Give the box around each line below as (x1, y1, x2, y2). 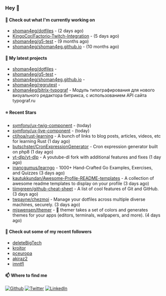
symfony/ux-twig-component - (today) (12, 122, 92, 128)
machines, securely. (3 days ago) (12, 201, 80, 208)
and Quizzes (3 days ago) (12, 170, 65, 176)
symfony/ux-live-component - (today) (12, 128, 90, 134)
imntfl (12, 261, 24, 267)
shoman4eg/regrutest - (12, 82, 60, 88)
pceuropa (12, 250, 32, 256)
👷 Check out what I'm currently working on (5, 17, 95, 23)
